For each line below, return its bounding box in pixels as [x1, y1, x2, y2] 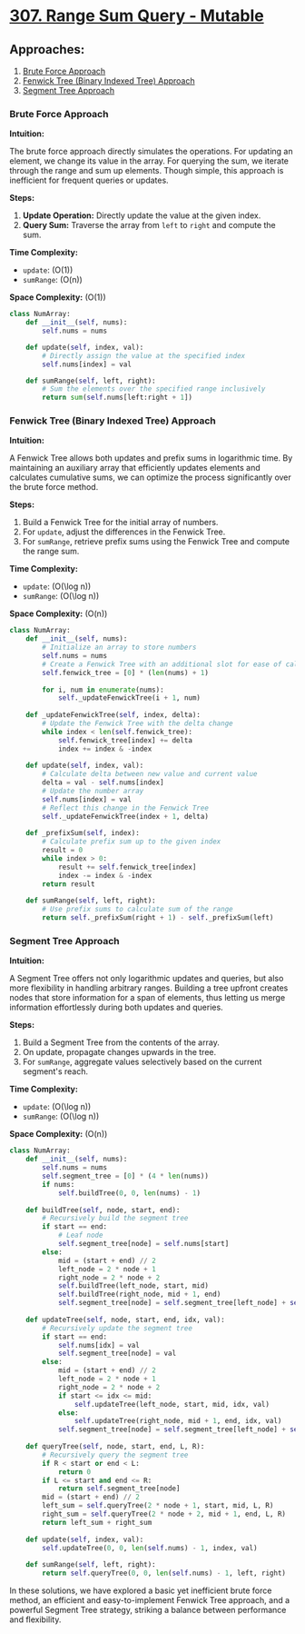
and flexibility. [9, 1614, 62, 1625]
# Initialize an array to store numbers [42, 643, 197, 653]
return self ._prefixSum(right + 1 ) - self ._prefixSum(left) [42, 913, 274, 922]
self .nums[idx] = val [57, 1340, 141, 1350]
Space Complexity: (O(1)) [9, 292, 106, 303]
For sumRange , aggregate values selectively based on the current [22, 1056, 262, 1068]
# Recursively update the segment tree [42, 1323, 193, 1332]
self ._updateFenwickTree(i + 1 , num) [57, 693, 202, 702]
